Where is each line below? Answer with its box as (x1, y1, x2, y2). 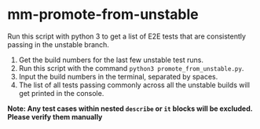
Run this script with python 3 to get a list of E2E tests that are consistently (7, 31, 247, 41)
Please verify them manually (7, 112, 103, 121)
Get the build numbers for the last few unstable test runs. (18, 55, 204, 64)
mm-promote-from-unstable (7, 6, 200, 24)
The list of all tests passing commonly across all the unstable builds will (18, 80, 251, 90)
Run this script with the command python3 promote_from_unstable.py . (18, 63, 244, 72)
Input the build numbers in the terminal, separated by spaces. (18, 72, 218, 81)
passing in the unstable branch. (7, 39, 109, 49)
